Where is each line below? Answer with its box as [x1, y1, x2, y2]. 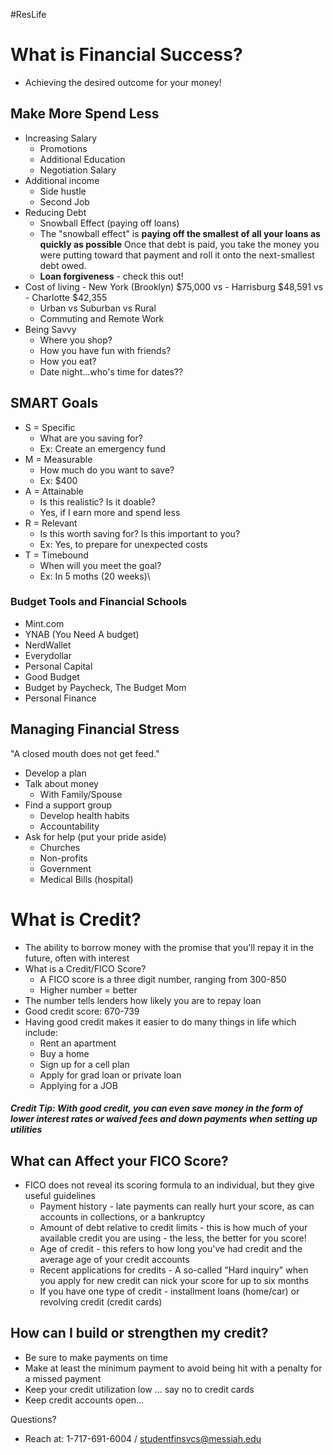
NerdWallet [24, 639, 72, 651]
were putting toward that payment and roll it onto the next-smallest [39, 249, 315, 261]
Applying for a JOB [39, 1079, 118, 1091]
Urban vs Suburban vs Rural [39, 302, 157, 314]
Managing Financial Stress [10, 721, 180, 738]
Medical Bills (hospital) [39, 873, 134, 885]
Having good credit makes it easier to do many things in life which [24, 1015, 297, 1028]
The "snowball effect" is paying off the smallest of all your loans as [39, 227, 321, 239]
